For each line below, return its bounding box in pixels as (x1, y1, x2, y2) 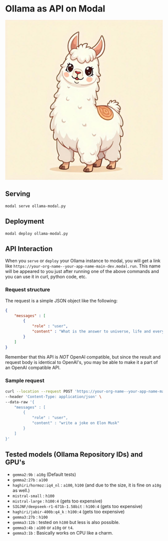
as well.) (12, 487, 30, 493)
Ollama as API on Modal (5, 3, 105, 14)
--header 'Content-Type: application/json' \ (5, 394, 101, 399)
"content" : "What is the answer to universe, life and (31, 329, 151, 334)
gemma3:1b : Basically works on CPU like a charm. (12, 529, 113, 535)
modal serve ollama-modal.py (5, 203, 66, 208)
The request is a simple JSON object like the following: (5, 297, 118, 303)
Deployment (5, 217, 44, 225)
